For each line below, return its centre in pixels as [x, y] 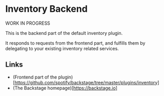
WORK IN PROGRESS [28, 23]
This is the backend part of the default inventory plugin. [64, 33]
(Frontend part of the [35, 77]
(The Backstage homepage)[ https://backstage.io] [65, 88]
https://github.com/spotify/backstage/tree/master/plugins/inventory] [87, 82]
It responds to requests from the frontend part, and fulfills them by [75, 43]
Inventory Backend [47, 9]
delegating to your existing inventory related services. [62, 48]
